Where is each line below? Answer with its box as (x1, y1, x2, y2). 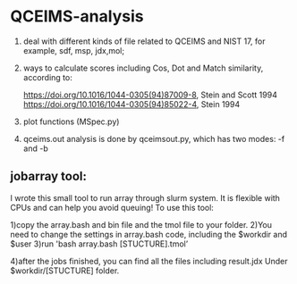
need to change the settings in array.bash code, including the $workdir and (10, 229, 288, 239)
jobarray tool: (10, 169, 88, 184)
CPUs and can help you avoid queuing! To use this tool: (10, 202, 214, 213)
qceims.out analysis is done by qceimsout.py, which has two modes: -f (22, 133, 285, 144)
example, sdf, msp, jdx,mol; (22, 45, 124, 55)
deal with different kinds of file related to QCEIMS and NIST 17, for (22, 36, 266, 46)
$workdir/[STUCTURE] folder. (10, 265, 120, 276)
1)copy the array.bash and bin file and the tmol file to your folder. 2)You (10, 219, 272, 230)
